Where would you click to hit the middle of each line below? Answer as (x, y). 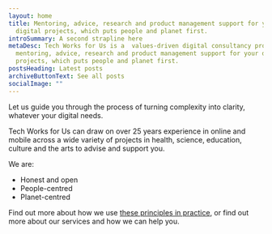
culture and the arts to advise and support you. (87, 148)
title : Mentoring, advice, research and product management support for (134, 23)
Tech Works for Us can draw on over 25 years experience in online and (127, 131)
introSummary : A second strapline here (76, 38)
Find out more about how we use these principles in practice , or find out (129, 212)
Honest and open (49, 180)
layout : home (30, 16)
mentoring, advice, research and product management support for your (137, 53)
